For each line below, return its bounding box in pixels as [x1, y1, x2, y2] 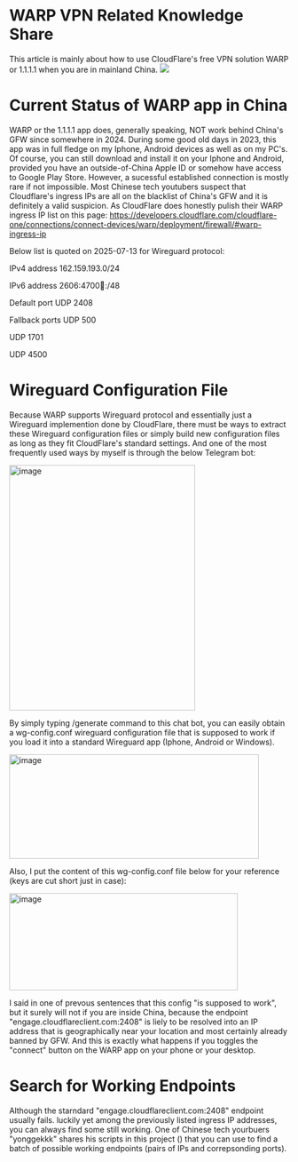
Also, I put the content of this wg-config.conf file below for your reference [9, 865, 280, 876]
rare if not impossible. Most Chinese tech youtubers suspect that [9, 181, 247, 192]
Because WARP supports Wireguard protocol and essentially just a [9, 410, 253, 420]
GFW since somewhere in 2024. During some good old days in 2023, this [9, 134, 277, 145]
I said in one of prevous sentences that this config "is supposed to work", [9, 997, 278, 1008]
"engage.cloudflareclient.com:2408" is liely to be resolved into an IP [9, 1016, 259, 1027]
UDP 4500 [9, 348, 48, 360]
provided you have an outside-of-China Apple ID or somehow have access [9, 162, 282, 173]
